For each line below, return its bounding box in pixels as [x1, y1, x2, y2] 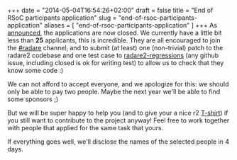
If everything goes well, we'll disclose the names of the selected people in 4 [7, 137, 229, 146]
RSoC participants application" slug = [7, 13, 117, 22]
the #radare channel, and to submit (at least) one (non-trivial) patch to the [7, 44, 224, 52]
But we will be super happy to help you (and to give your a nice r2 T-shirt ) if [7, 109, 228, 117]
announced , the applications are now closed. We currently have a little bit [7, 28, 222, 37]
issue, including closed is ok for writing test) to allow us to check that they [7, 59, 224, 67]
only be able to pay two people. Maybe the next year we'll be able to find [7, 88, 221, 96]
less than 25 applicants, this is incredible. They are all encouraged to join [7, 36, 221, 45]
